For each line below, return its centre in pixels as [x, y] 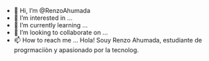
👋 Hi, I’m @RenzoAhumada [52, 11]
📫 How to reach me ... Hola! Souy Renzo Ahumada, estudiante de [108, 40]
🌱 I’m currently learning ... [51, 25]
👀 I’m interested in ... [43, 18]
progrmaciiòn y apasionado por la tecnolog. [76, 50]
